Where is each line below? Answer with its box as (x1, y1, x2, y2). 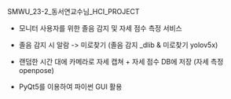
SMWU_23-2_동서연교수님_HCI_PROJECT (7, 7, 140, 16)
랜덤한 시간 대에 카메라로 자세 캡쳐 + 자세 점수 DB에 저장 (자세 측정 (18, 57, 224, 66)
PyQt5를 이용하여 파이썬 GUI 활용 (18, 82, 123, 91)
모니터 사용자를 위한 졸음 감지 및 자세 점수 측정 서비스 (18, 24, 182, 33)
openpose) (18, 66, 54, 75)
